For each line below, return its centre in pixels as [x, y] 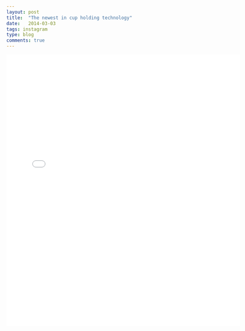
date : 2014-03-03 [31, 23]
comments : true [26, 40]
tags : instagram [27, 29]
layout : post [23, 12]
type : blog [20, 35]
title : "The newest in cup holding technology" [69, 18]
